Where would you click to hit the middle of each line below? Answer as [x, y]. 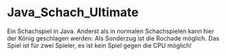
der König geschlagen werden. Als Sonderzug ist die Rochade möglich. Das [113, 38]
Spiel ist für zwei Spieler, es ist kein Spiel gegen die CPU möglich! [99, 45]
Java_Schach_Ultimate [73, 12]
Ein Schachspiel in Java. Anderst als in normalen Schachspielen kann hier [111, 31]
